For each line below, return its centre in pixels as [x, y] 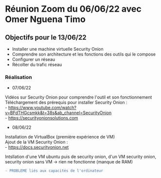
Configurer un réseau [34, 59]
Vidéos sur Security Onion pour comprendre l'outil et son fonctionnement [79, 97]
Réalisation [19, 77]
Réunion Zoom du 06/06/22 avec [73, 9]
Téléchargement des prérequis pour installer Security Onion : [66, 102]
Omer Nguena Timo [45, 19]
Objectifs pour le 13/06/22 [46, 37]
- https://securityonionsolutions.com [42, 118]
